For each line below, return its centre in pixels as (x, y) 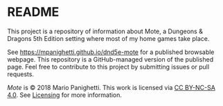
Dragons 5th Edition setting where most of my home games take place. (108, 38)
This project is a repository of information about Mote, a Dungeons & (105, 31)
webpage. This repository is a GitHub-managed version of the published (110, 59)
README (33, 12)
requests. (21, 74)
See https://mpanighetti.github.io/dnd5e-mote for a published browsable (111, 52)
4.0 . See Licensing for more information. (65, 95)
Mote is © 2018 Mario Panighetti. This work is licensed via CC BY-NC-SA (111, 87)
